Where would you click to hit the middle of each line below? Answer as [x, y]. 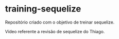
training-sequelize [43, 9]
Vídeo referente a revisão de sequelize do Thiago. [55, 31]
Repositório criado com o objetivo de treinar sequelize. [60, 22]
